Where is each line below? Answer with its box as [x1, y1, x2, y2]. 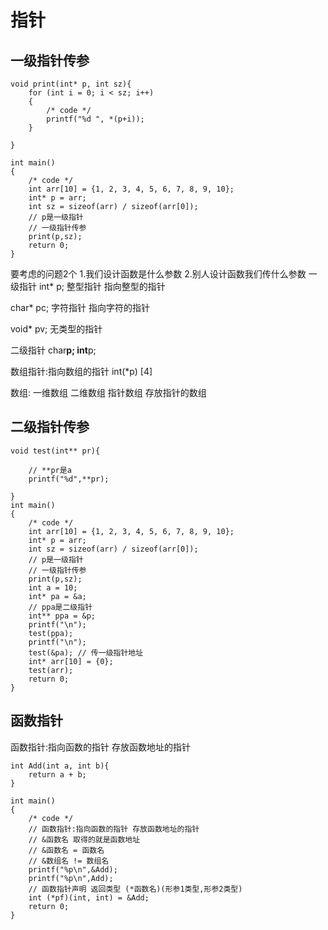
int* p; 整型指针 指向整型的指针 [38, 281, 166, 292]
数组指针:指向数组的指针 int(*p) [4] [10, 366, 153, 377]
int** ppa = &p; [28, 611, 97, 621]
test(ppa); [28, 628, 74, 638]
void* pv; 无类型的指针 [10, 323, 103, 335]
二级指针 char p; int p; [10, 344, 97, 356]
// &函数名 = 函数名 [28, 845, 105, 855]
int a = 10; [28, 582, 78, 593]
